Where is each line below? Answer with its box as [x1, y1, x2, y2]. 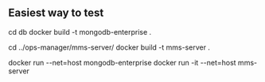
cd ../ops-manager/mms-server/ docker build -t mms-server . [8, 43, 211, 52]
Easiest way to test [8, 6, 104, 20]
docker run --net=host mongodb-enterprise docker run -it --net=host [8, 58, 236, 67]
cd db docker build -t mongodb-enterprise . [8, 27, 152, 36]
